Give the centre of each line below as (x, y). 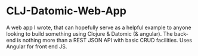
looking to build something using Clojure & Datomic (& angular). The (89, 33)
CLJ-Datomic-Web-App (66, 11)
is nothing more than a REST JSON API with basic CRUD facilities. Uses (105, 40)
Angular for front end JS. (37, 46)
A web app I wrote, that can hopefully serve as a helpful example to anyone (99, 27)
